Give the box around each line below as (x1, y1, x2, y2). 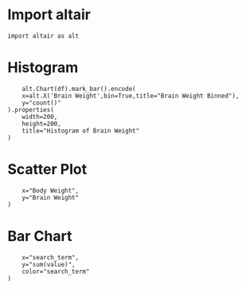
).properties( (7, 105, 55, 113)
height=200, (21, 120, 61, 128)
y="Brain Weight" (21, 193, 80, 201)
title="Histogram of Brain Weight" (21, 126, 140, 135)
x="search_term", (21, 253, 80, 261)
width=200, (21, 113, 58, 121)
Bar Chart (7, 228, 72, 245)
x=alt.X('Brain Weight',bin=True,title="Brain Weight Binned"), (21, 92, 240, 100)
